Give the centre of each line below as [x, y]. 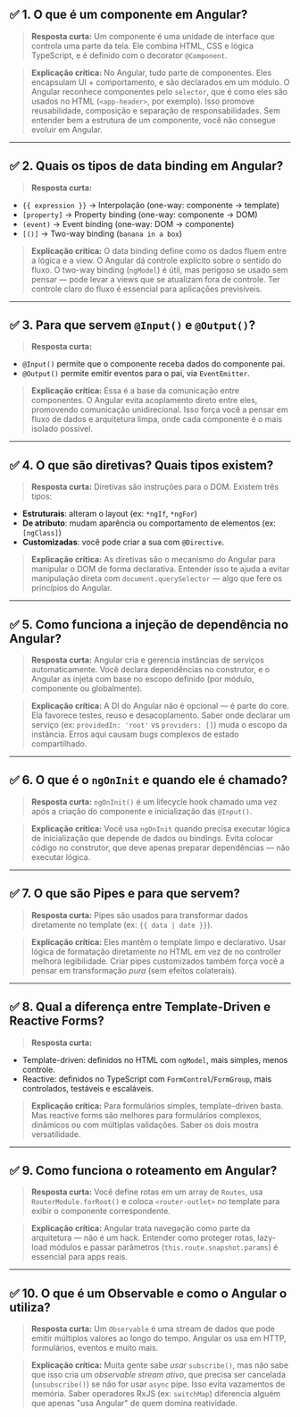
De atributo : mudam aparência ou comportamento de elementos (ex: [149, 523]
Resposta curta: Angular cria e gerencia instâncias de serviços [148, 660]
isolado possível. [62, 429]
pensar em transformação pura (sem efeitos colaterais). [134, 970]
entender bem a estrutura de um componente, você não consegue [154, 120]
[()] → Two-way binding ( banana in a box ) [102, 233]
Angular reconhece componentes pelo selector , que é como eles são [159, 91]
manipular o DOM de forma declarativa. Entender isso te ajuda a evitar [160, 569]
